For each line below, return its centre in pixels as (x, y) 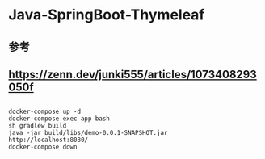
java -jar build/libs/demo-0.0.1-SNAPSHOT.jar (88, 133)
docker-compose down (43, 147)
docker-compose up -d (45, 112)
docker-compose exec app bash (59, 119)
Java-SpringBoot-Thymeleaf (107, 15)
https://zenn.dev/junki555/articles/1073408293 (132, 74)
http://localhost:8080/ (48, 140)
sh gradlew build (38, 126)
